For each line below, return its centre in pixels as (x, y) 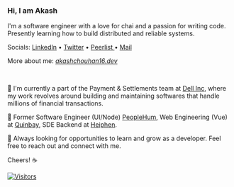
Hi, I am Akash (33, 11)
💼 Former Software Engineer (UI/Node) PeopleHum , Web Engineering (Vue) (118, 117)
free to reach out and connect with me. (65, 146)
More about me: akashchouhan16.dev (63, 61)
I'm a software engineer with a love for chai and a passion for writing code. (117, 26)
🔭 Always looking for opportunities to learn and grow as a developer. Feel (114, 138)
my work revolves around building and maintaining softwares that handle (113, 96)
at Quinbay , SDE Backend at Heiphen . (62, 125)
